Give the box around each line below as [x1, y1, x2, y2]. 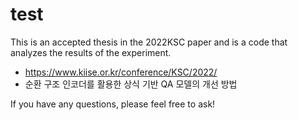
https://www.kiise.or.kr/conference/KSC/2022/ [24, 66, 218, 78]
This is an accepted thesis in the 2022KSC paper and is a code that [10, 36, 288, 48]
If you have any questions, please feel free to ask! [10, 98, 216, 110]
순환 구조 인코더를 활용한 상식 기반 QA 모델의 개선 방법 [24, 78, 238, 90]
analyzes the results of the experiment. [10, 46, 172, 58]
